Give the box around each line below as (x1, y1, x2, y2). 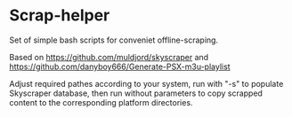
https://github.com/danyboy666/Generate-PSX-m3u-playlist (9, 61, 231, 72)
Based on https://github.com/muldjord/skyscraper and (9, 51, 209, 62)
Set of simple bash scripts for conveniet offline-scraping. (9, 35, 219, 45)
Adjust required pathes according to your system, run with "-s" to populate (9, 78, 284, 89)
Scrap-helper (9, 5, 110, 26)
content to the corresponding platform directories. (9, 97, 193, 107)
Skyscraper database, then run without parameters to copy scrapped (9, 88, 263, 98)
